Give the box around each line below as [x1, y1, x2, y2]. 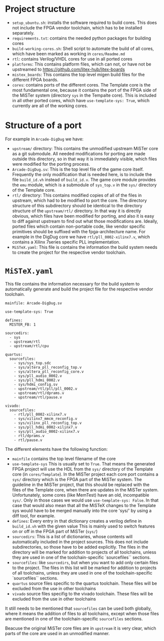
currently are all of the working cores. [12, 103, 88, 109]
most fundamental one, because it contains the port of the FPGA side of [12, 87, 157, 93]
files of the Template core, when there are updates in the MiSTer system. [12, 486, 159, 492]
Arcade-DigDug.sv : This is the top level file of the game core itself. [12, 166, 144, 172]
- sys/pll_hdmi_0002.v [14, 377, 60, 382]
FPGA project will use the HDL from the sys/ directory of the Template [12, 466, 153, 472]
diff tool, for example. [12, 512, 56, 519]
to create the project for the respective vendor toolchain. [12, 249, 126, 255]
